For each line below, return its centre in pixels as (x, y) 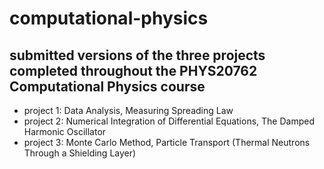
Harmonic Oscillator (65, 131)
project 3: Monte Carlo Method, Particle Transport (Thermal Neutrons (167, 142)
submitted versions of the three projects (137, 55)
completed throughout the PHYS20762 (133, 70)
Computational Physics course (107, 86)
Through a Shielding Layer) (80, 153)
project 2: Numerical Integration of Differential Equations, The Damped (169, 121)
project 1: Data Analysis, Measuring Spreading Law (128, 110)
